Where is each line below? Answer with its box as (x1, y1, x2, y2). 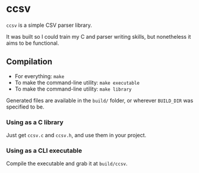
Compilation (6, 57, 52, 67)
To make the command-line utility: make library (14, 85, 132, 92)
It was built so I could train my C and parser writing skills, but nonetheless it (6, 33, 191, 40)
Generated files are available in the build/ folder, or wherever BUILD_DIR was (6, 97, 194, 104)
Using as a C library (6, 118, 64, 126)
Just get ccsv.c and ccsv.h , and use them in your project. (6, 132, 147, 139)
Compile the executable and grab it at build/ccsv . (6, 160, 128, 167)
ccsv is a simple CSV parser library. (6, 21, 92, 29)
